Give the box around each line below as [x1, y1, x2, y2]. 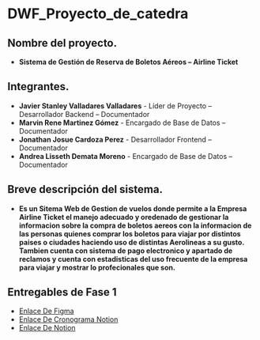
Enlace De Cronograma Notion [18, 315, 119, 324]
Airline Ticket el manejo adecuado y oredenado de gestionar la [18, 212, 229, 221]
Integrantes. [7, 80, 70, 93]
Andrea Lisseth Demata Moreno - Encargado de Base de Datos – [18, 151, 232, 161]
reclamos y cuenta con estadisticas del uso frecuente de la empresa [18, 254, 248, 263]
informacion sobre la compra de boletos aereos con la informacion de [18, 221, 252, 230]
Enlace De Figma [18, 306, 74, 316]
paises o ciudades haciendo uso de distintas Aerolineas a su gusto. [18, 237, 245, 247]
